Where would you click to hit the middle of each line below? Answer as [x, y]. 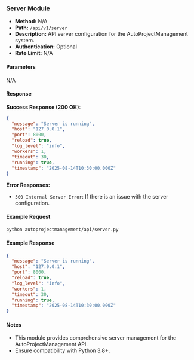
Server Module [28, 8]
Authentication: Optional [46, 47]
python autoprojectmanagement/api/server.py [62, 229]
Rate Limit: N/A [34, 53]
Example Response [30, 243]
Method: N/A [31, 22]
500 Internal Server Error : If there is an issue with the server [91, 197]
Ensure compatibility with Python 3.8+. [62, 350]
